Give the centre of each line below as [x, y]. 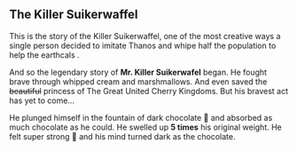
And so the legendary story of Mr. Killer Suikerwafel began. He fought [138, 72]
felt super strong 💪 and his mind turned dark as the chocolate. [122, 136]
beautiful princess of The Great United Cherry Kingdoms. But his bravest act [149, 91]
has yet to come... [42, 100]
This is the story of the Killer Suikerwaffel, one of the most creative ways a [145, 36]
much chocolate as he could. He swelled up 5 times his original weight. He [145, 127]
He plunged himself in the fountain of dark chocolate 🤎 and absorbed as [141, 117]
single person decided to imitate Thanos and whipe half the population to [143, 45]
